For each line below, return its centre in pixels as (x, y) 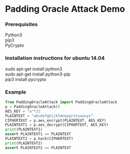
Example (16, 92)
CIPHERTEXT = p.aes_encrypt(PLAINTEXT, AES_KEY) (56, 120)
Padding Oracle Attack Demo (65, 9)
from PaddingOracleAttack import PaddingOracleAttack (61, 102)
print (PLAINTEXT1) (24, 129)
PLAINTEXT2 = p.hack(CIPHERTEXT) (39, 139)
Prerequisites (21, 25)
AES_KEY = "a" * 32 (23, 111)
